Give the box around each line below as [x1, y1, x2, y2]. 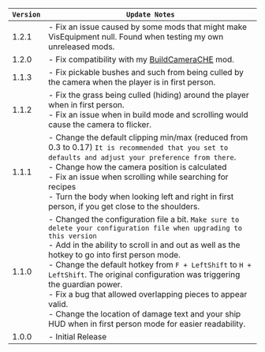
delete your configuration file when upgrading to [48, 224, 243, 232]
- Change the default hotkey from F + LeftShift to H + [48, 260, 252, 270]
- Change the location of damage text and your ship [48, 309, 241, 319]
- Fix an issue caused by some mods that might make [48, 21, 247, 32]
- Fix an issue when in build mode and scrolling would [48, 110, 248, 120]
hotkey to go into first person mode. [48, 249, 181, 260]
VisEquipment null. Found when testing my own [48, 32, 224, 42]
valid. [48, 299, 69, 309]
